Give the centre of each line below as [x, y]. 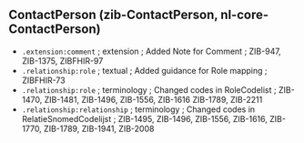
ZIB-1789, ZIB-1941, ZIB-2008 [99, 128]
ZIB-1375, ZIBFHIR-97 [62, 61]
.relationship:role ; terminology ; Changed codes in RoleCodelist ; [149, 89]
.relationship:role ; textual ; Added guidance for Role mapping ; [144, 70]
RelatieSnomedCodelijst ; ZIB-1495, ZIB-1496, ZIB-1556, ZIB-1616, [144, 118]
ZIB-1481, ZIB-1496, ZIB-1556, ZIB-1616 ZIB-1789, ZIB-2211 [153, 99]
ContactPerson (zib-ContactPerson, [113, 15]
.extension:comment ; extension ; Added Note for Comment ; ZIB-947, [151, 51]
